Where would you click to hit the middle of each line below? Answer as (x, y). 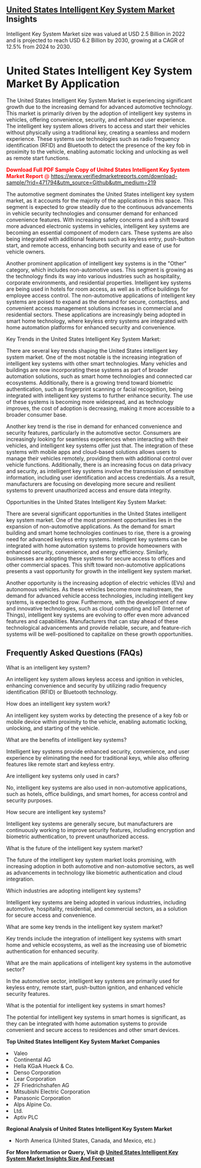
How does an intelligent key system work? (58, 703)
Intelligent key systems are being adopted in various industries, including (96, 902)
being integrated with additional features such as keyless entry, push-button (100, 239)
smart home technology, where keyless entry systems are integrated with (97, 321)
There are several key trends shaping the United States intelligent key (92, 350)
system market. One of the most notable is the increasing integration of (94, 357)
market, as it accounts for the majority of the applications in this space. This (100, 200)
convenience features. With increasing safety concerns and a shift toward (97, 220)
